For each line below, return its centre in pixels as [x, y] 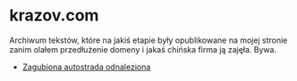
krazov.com [54, 16]
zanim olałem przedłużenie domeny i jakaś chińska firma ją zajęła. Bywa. [143, 49]
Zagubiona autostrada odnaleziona [86, 67]
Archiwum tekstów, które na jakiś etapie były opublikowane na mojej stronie [148, 40]
